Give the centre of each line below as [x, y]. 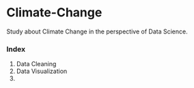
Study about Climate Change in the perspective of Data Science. [97, 31]
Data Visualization [42, 71]
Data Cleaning [36, 64]
